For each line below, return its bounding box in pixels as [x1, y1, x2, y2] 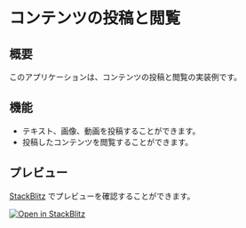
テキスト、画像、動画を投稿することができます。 [21, 126, 201, 136]
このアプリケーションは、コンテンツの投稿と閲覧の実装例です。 [9, 72, 242, 82]
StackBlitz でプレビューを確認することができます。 [9, 191, 195, 201]
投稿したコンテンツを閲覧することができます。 [21, 136, 194, 147]
